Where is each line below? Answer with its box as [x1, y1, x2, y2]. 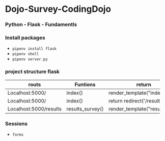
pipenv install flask [12, 46, 56, 51]
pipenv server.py [12, 57, 48, 62]
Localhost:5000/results [7, 105, 62, 112]
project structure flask [5, 68, 60, 75]
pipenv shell [12, 52, 39, 57]
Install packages [5, 35, 46, 41]
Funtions [74, 81, 96, 88]
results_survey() [66, 105, 104, 112]
